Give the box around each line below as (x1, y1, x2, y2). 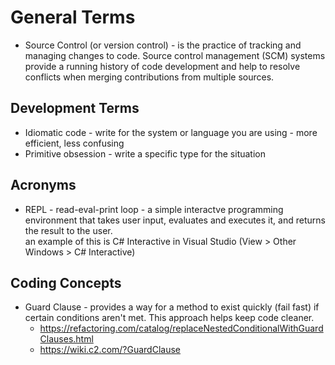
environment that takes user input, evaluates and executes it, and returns (24, 214, 326, 226)
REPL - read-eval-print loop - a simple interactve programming (24, 203, 284, 215)
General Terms (10, 6, 136, 29)
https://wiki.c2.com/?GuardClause (39, 344, 182, 356)
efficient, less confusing (24, 137, 125, 149)
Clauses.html (39, 333, 94, 345)
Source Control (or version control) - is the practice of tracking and (24, 39, 302, 51)
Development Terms (10, 100, 140, 117)
